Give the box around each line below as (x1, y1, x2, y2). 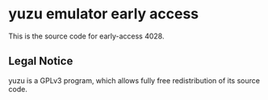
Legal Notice (8, 54, 73, 68)
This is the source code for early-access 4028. (8, 31, 165, 41)
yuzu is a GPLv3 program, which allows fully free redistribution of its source (8, 75, 261, 85)
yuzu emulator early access (8, 5, 199, 23)
